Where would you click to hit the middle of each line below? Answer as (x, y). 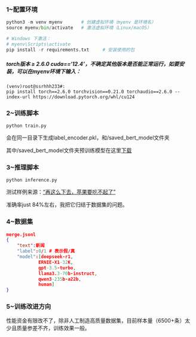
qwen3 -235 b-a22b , (60, 279)
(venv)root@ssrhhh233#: (36, 86)
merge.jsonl (21, 235)
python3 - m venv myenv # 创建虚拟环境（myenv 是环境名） (81, 22)
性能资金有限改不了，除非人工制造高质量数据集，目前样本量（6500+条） (96, 321)
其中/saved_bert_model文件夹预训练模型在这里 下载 (69, 150)
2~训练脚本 (22, 113)
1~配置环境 (22, 9)
